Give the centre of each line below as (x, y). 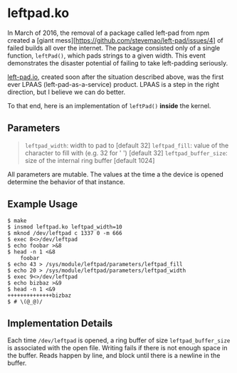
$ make (17, 221)
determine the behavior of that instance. (67, 182)
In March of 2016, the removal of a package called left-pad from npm (109, 33)
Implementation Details (60, 323)
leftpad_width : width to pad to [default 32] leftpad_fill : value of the (127, 145)
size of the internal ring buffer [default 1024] (90, 160)
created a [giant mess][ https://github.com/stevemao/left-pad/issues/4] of (115, 40)
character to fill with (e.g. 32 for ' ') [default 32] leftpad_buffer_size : (126, 153)
